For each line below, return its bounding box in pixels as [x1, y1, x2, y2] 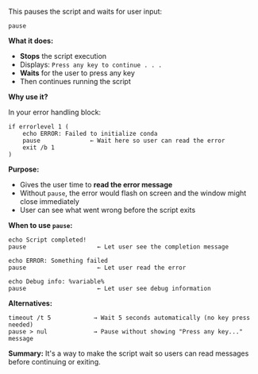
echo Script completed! [8, 236, 87, 244]
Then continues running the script [19, 77, 131, 86]
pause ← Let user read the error [8, 264, 187, 272]
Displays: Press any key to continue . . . [19, 60, 163, 69]
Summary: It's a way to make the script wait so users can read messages [8, 349, 249, 358]
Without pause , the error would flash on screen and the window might [19, 188, 247, 198]
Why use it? [8, 92, 48, 102]
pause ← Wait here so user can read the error [22, 137, 225, 145]
